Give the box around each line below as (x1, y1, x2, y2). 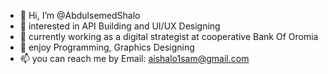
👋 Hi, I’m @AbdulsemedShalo (19, 10, 141, 21)
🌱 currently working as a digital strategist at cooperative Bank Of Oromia (19, 31, 319, 42)
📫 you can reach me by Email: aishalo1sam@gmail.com (19, 53, 250, 64)
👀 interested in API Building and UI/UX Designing (19, 20, 221, 32)
